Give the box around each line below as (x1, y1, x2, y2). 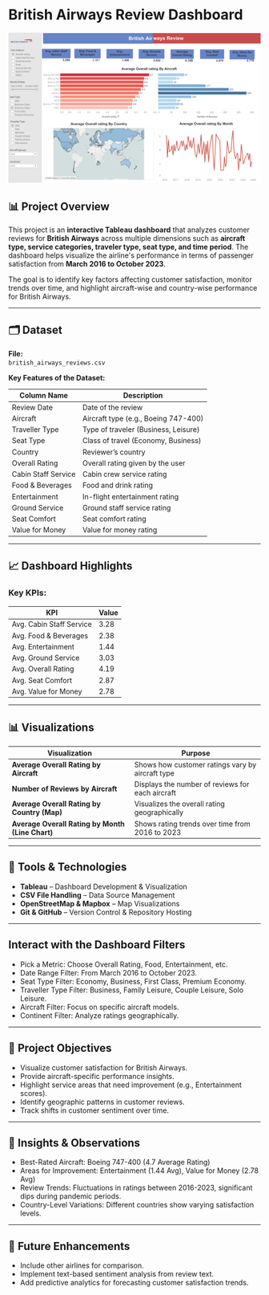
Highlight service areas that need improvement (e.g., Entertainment (19, 1080, 243, 1089)
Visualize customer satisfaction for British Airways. (19, 1062, 188, 1073)
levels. (19, 1208, 42, 1218)
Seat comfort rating (82, 514, 147, 523)
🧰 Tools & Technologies (8, 861, 127, 874)
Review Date (11, 402, 54, 412)
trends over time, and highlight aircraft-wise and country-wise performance (8, 283, 258, 292)
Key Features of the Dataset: (8, 373, 106, 382)
